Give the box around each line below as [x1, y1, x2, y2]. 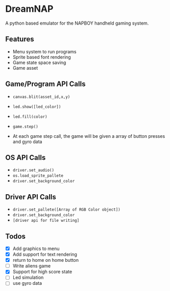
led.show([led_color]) [12, 104, 61, 109]
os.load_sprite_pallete [12, 173, 64, 178]
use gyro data [12, 280, 42, 286]
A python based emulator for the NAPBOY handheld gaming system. [5, 20, 149, 26]
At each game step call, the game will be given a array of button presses [12, 133, 165, 139]
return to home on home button [12, 257, 79, 263]
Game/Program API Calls [5, 80, 86, 89]
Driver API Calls [5, 193, 56, 201]
